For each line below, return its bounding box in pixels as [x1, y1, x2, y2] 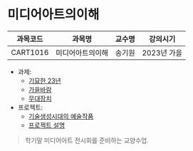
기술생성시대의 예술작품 [28, 112, 94, 120]
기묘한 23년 [28, 76, 62, 85]
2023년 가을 [142, 48, 183, 58]
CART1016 [11, 47, 49, 57]
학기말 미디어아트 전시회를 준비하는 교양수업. [24, 136, 150, 145]
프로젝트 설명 [28, 120, 66, 129]
